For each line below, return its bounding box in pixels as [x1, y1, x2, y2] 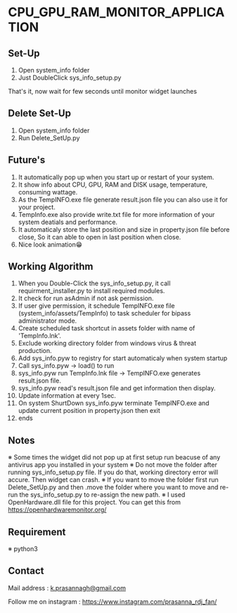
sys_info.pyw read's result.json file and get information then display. [18, 384, 216, 392]
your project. [18, 202, 56, 211]
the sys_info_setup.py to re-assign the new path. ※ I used [19, 490, 186, 499]
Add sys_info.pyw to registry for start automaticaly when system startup [18, 354, 228, 363]
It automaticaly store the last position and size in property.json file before [18, 225, 230, 233]
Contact [8, 565, 44, 577]
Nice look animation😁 [18, 240, 83, 249]
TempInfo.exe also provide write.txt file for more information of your [18, 210, 215, 218]
